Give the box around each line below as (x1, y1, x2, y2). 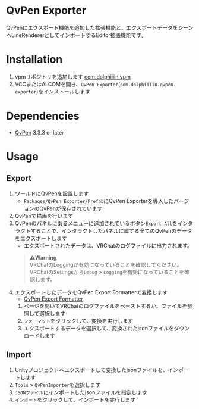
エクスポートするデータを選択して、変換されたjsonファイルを (23, 324, 174, 332)
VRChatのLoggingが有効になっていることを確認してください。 (29, 261, 182, 268)
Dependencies (6, 110, 80, 123)
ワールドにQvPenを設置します (14, 190, 89, 197)
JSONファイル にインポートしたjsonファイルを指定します (14, 388, 147, 396)
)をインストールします (36, 88, 90, 95)
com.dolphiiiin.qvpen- (119, 82, 176, 88)
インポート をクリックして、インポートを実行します (14, 396, 136, 403)
